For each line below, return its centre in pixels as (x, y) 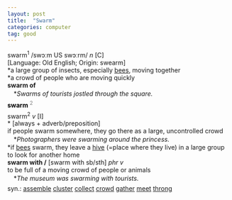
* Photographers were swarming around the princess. (92, 140)
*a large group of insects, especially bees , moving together (94, 70)
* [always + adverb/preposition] (54, 123)
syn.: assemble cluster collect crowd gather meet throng (90, 189)
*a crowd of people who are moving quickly (71, 77)
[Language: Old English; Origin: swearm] (67, 62)
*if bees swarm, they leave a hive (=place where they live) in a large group (116, 148)
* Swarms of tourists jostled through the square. (83, 94)
